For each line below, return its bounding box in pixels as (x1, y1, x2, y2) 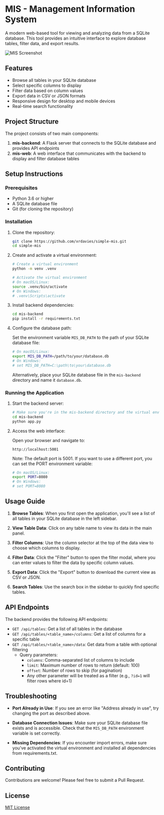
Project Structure (5, 118, 59, 126)
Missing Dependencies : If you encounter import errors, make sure (12, 740, 147, 745)
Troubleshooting (5, 692, 57, 700)
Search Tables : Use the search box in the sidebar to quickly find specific (12, 584, 160, 590)
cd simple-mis (12, 244, 41, 248)
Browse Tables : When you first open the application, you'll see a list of (12, 510, 155, 516)
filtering (12, 646, 28, 652)
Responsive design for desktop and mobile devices (12, 98, 116, 104)
